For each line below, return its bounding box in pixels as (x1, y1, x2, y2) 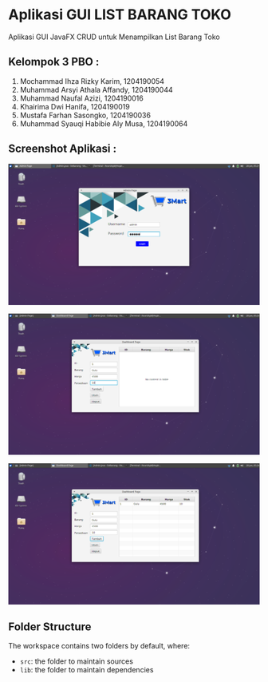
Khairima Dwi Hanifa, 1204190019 (19, 101, 130, 111)
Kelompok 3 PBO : (8, 55, 100, 69)
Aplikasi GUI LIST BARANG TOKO (8, 6, 231, 24)
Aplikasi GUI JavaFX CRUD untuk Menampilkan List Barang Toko (8, 32, 221, 42)
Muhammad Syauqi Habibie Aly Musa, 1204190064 (19, 118, 188, 129)
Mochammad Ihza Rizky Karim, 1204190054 (19, 76, 165, 85)
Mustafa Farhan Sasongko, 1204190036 (19, 110, 152, 120)
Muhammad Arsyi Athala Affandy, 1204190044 (19, 85, 173, 94)
